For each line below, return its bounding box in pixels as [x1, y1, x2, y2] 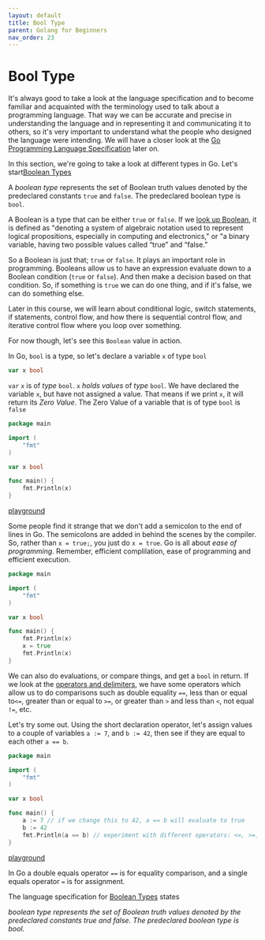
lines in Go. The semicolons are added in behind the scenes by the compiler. [8, 530, 256, 539]
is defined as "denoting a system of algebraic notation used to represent [8, 223, 244, 233]
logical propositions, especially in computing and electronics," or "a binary [8, 232, 250, 241]
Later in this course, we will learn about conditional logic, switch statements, [8, 304, 256, 314]
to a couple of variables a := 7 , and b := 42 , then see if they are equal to [8, 728, 246, 737]
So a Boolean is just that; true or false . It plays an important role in [8, 256, 226, 265]
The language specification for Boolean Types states [8, 892, 180, 901]
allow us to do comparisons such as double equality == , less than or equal [8, 688, 248, 697]
